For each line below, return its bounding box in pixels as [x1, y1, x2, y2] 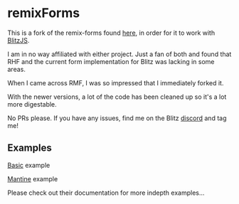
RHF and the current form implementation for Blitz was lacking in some [7, 57, 215, 65]
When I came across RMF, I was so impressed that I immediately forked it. [7, 78, 224, 87]
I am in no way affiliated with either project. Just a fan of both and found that [7, 50, 232, 58]
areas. [7, 65, 26, 73]
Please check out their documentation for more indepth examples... [7, 188, 205, 197]
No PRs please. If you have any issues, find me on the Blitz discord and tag [7, 114, 227, 122]
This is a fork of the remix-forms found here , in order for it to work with [7, 28, 216, 37]
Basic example [7, 161, 51, 169]
